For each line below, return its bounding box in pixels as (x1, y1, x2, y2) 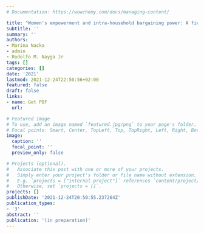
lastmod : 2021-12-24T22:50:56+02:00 (6, 77, 99, 83)
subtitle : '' (6, 26, 39, 32)
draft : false (6, 88, 39, 94)
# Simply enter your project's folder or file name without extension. (6, 172, 197, 178)
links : (6, 94, 23, 100)
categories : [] (6, 65, 45, 71)
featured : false (6, 82, 47, 88)
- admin (6, 48, 26, 55)
